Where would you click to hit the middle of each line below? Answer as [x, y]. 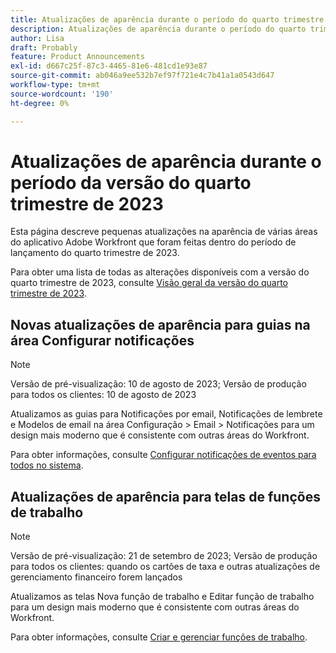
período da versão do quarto [131, 182]
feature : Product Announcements [77, 57]
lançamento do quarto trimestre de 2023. [95, 253]
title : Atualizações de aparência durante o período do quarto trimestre [167, 19]
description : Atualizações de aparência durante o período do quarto [158, 29]
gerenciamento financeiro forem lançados [96, 577]
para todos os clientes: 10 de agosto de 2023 [103, 395]
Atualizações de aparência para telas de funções [165, 496]
